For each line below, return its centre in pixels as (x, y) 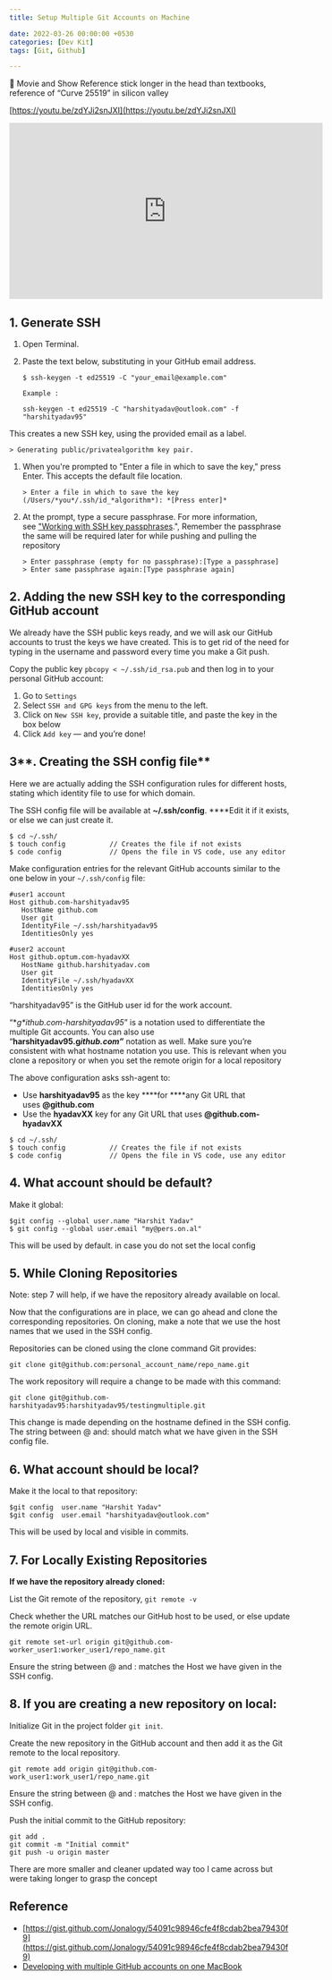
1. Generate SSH (55, 323)
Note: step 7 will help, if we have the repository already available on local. (145, 1295)
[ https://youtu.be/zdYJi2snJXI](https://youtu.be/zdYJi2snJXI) (123, 110)
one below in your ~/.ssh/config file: (77, 878)
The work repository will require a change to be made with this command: (145, 1381)
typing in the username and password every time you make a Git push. (140, 651)
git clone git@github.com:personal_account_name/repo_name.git (130, 1365)
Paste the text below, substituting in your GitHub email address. (139, 361)
